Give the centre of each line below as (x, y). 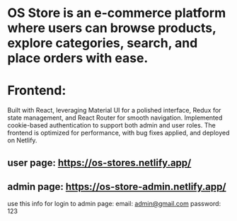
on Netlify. (22, 140)
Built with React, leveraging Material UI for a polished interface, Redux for (114, 110)
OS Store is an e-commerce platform (117, 13)
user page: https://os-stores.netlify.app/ (99, 163)
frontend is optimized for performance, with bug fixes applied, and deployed (118, 133)
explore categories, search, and (103, 43)
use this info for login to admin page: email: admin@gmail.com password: (114, 204)
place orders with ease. (78, 58)
